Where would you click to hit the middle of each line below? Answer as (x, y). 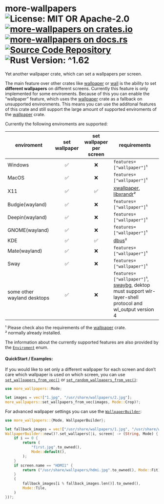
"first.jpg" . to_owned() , (56, 447)
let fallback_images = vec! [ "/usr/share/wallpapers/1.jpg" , (68, 429)
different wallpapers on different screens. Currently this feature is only (77, 88)
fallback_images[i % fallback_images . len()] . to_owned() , (82, 484)
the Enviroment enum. (27, 347)
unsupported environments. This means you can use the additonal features (81, 104)
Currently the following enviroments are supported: (57, 124)
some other (21, 292)
